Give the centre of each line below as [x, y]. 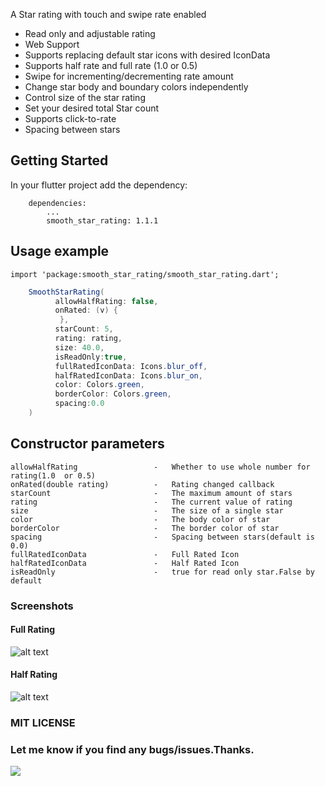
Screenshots [42, 606]
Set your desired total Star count [92, 108]
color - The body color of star [140, 519]
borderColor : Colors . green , [113, 394]
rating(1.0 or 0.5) [53, 475]
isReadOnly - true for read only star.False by [162, 572]
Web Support [52, 44]
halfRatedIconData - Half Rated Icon [125, 563]
